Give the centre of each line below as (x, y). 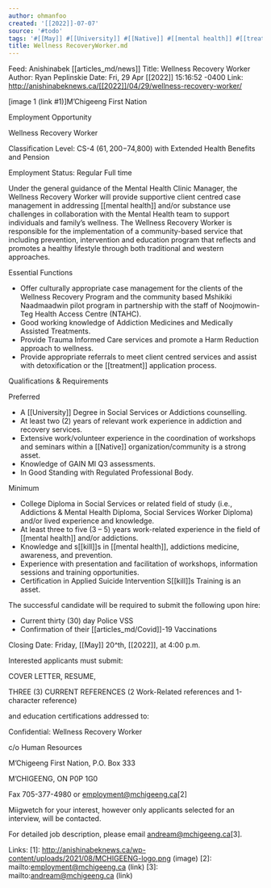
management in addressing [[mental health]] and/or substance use (120, 206)
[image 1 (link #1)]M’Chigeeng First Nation (78, 102)
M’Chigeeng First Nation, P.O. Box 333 (72, 763)
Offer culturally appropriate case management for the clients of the (131, 288)
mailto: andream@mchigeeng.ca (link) (71, 876)
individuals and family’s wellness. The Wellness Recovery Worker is (120, 223)
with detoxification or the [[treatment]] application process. (118, 366)
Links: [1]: (24, 850)
